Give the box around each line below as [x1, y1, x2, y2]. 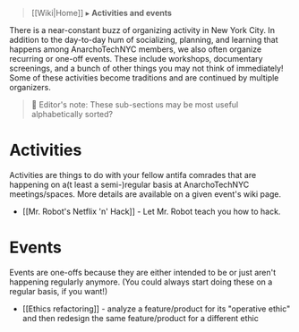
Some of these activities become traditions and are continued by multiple [9, 72, 279, 83]
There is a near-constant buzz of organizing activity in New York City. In [9, 25, 276, 35]
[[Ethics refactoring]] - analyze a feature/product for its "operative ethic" [21, 303, 291, 314]
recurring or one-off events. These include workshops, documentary [9, 54, 263, 64]
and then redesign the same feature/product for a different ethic [21, 312, 260, 323]
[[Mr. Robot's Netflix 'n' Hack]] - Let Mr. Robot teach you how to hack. [21, 206, 281, 217]
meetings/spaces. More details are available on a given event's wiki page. [9, 188, 282, 200]
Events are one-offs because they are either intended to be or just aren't [9, 267, 277, 277]
